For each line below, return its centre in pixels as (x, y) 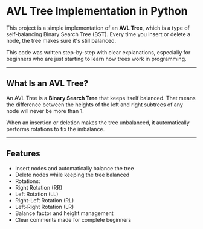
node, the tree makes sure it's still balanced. (61, 40)
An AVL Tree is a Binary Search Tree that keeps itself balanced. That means (101, 98)
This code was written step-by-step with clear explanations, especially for (98, 52)
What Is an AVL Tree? (47, 84)
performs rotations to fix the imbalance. (56, 129)
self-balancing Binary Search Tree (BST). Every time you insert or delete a (98, 34)
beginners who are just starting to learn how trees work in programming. (96, 59)
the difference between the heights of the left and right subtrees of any (95, 105)
